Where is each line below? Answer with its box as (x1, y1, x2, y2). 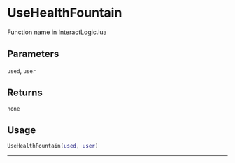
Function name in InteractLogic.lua (7, 28, 107, 36)
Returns (7, 87, 43, 99)
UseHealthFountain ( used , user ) (7, 143, 99, 150)
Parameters (7, 48, 59, 60)
